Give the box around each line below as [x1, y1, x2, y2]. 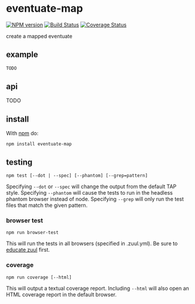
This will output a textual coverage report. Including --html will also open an [6, 285, 189, 292]
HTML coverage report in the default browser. [6, 290, 117, 298]
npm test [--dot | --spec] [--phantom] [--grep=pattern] [6, 173, 148, 179]
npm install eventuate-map [6, 141, 72, 147]
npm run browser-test [6, 230, 59, 236]
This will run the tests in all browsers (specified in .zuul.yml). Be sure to [6, 240, 178, 247]
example [6, 49, 39, 60]
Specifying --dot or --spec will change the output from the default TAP [6, 183, 177, 190]
